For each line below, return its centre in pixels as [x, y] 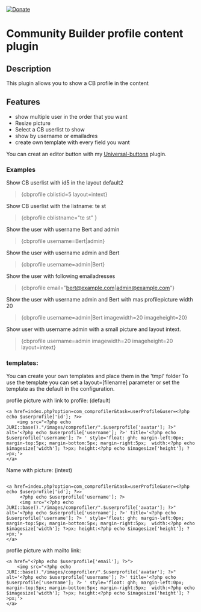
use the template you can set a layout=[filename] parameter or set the [93, 382]
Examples [21, 169]
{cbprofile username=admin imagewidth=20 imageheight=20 [97, 341]
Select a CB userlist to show [50, 129]
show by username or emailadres [56, 136]
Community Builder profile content [95, 34]
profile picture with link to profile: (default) [59, 400]
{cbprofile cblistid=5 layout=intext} [64, 194]
